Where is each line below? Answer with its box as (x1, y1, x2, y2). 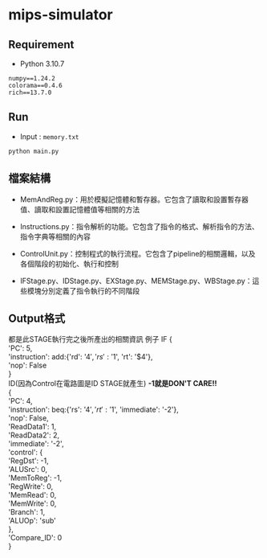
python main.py (8, 147, 59, 155)
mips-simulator (8, 6, 114, 24)
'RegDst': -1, (8, 456, 50, 466)
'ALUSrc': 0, (8, 465, 48, 474)
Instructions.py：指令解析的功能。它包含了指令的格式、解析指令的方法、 (19, 221, 259, 231)
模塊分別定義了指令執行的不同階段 (26, 285, 140, 295)
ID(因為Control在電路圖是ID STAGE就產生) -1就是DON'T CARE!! (8, 379, 218, 388)
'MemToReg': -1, (8, 473, 63, 483)
